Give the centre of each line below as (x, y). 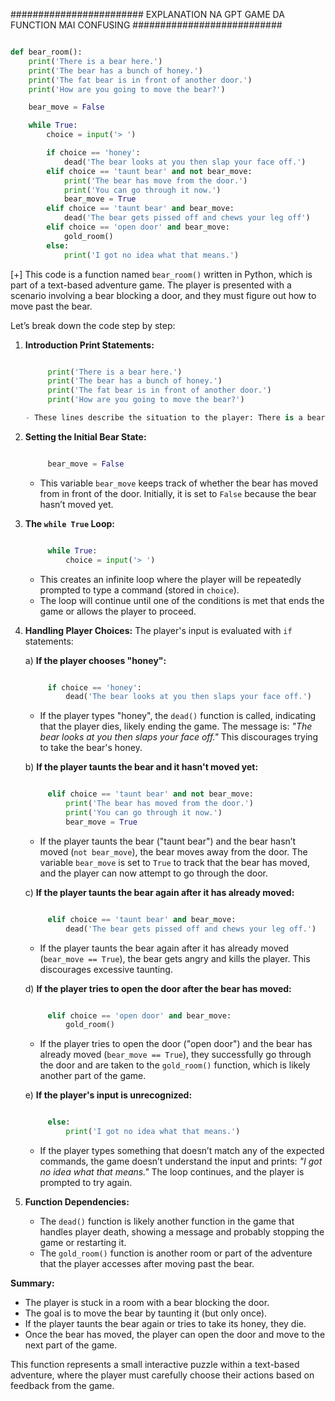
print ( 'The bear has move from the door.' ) (155, 180)
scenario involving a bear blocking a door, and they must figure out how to (163, 295)
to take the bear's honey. (91, 748)
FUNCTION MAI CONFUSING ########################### (146, 25)
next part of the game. (71, 1345)
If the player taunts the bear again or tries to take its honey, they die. (165, 1323)
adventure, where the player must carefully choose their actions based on (162, 1375)
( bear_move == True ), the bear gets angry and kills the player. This (175, 958)
